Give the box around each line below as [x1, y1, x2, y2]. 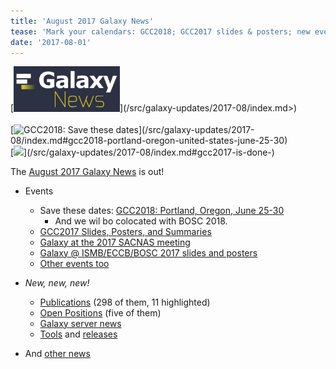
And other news [24, 347, 91, 359]
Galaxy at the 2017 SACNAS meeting [39, 236, 191, 248]
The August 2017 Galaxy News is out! [10, 165, 165, 177]
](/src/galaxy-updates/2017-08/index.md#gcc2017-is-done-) [23, 146, 275, 158]
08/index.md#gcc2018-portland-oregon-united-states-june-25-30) [10, 134, 288, 146]
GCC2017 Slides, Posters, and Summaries [39, 225, 212, 237]
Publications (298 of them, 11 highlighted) [39, 296, 211, 308]
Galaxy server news [39, 317, 122, 329]
